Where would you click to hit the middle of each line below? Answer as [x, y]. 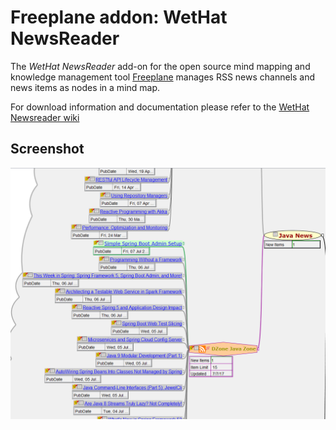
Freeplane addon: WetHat [119, 17]
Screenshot [47, 149]
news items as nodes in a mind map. [85, 87]
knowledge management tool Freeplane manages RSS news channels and [163, 77]
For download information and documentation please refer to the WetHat [160, 107]
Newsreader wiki [45, 117]
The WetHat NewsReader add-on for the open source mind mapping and [160, 66]
